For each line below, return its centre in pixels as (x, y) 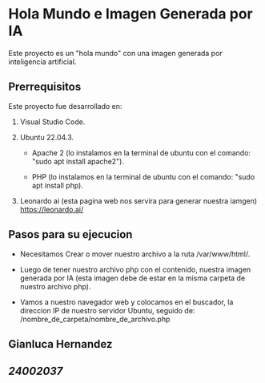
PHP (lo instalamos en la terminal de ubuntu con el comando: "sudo (143, 176)
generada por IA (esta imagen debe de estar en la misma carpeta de (132, 278)
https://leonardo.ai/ (52, 209)
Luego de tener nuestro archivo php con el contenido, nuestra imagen (135, 269)
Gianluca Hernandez (60, 344)
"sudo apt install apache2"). (78, 161)
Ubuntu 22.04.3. (47, 137)
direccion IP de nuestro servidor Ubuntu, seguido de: (107, 310)
